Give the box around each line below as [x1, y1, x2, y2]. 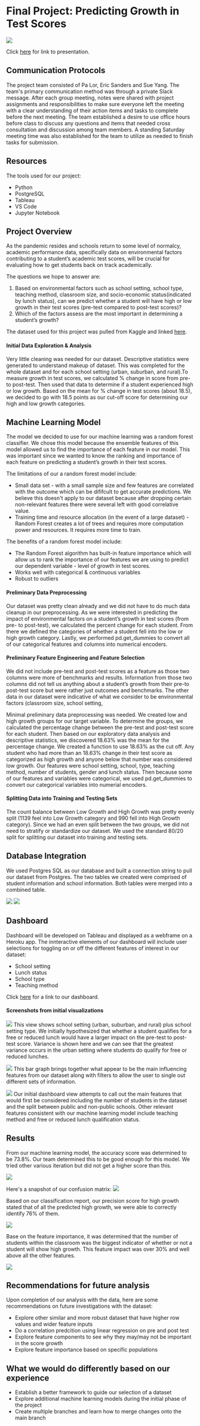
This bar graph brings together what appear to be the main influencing [13, 1065, 187, 1072]
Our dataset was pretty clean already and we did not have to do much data [6, 602, 190, 609]
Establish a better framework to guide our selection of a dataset [14, 1389, 172, 1396]
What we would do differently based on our [6, 1363, 170, 1374]
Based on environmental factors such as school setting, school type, [14, 285, 184, 292]
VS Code [14, 203, 37, 210]
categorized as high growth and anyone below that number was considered [6, 756, 192, 763]
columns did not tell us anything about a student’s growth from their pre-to [6, 680, 190, 687]
